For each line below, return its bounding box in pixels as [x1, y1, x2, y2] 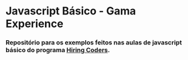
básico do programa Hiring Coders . [5, 46, 110, 55]
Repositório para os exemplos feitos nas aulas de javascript [5, 38, 182, 47]
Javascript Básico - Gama [5, 4, 136, 18]
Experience [5, 17, 63, 31]
